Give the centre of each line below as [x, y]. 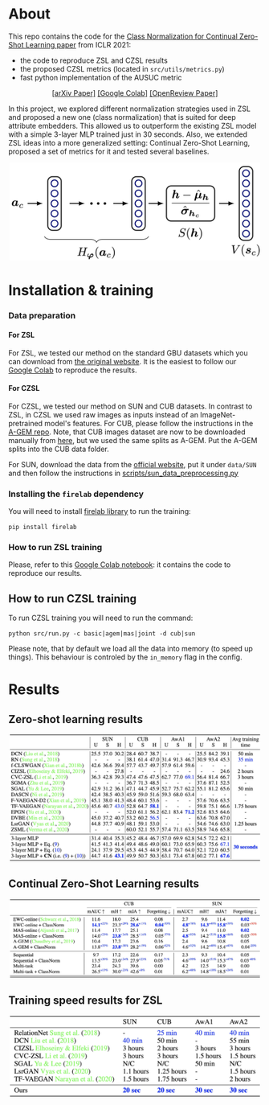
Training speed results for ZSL [86, 1001]
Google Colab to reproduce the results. [73, 370]
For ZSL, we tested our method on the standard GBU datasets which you [128, 353]
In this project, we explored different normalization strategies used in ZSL [130, 109]
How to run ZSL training [55, 547]
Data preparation [42, 316]
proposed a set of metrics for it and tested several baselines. [109, 151]
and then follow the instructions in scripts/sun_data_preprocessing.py [123, 473]
